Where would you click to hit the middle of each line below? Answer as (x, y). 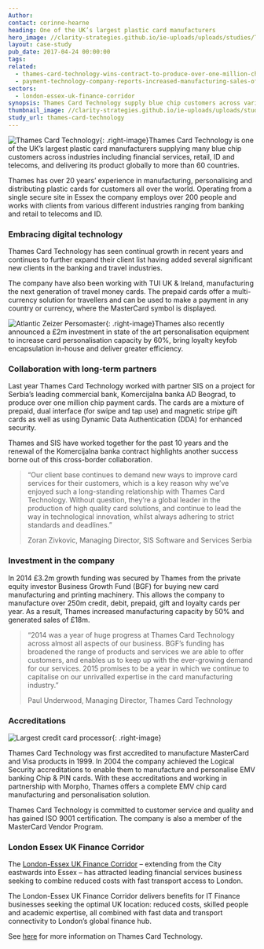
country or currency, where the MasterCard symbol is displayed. (112, 308)
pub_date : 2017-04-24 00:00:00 (59, 52)
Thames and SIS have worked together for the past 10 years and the (119, 443)
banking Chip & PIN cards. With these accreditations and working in (118, 778)
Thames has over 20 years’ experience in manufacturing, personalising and (130, 180)
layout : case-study (40, 45)
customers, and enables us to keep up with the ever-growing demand (140, 660)
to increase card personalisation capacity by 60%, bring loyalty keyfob (123, 340)
